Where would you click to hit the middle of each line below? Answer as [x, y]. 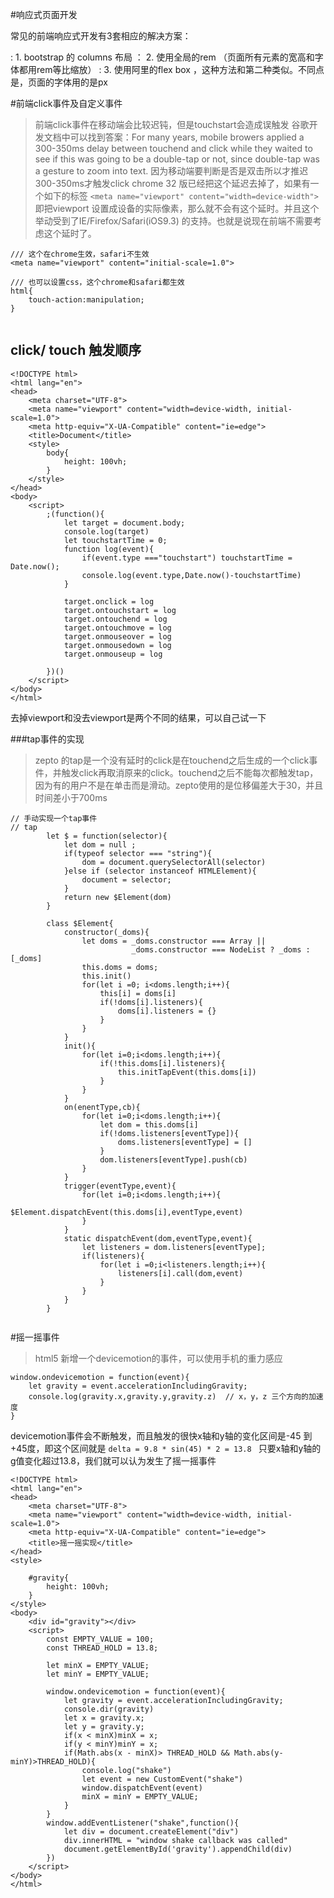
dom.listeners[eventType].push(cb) [173, 1159]
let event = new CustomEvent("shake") [162, 1779]
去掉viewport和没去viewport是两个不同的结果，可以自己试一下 [138, 717]
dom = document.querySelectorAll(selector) [174, 862]
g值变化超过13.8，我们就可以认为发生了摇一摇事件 [113, 1460]
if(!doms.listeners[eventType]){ [169, 1133]
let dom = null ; [100, 844]
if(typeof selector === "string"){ [138, 853]
